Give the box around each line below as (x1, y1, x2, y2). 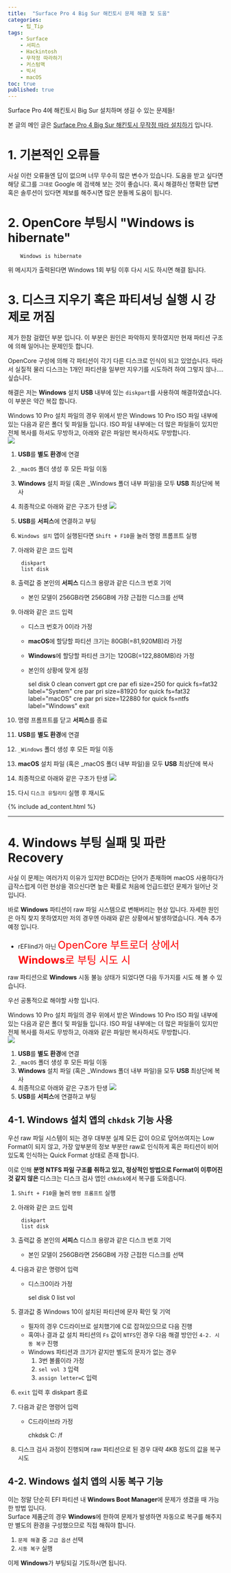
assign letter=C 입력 (38, 1373, 98, 1382)
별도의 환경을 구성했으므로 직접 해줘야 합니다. (14, 1521, 136, 1529)
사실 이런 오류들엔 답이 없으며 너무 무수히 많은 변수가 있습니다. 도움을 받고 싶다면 (8, 172, 223, 180)
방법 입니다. (14, 1504, 47, 1512)
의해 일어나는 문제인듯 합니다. (14, 342, 95, 350)
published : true (8, 86, 54, 93)
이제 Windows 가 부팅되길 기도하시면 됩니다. (8, 1559, 127, 1567)
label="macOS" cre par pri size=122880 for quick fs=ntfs (27, 694, 189, 702)
